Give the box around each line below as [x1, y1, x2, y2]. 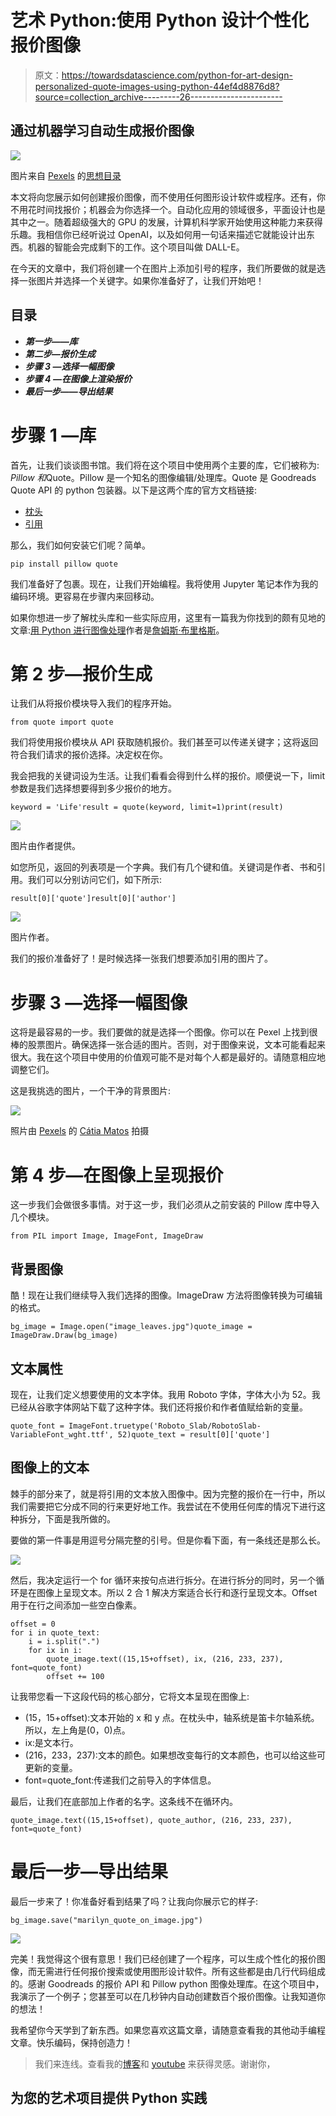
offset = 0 [10, 1619, 56, 1629]
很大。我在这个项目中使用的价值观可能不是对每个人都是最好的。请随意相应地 [10, 1051, 326, 1063]
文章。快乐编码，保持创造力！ [10, 2036, 133, 2048]
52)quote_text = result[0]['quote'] [117, 1429, 271, 1440]
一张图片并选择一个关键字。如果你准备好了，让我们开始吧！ [18, 274, 265, 286]
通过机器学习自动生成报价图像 [10, 122, 195, 140]
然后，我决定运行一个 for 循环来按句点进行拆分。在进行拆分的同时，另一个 [10, 1574, 317, 1586]
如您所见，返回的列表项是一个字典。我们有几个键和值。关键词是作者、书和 [10, 861, 317, 873]
